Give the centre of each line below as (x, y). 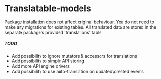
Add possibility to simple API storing (48, 61)
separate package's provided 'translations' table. (54, 32)
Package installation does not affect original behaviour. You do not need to (80, 22)
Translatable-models (48, 9)
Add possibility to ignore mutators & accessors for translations (74, 56)
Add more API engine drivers (41, 66)
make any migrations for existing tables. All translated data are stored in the (80, 27)
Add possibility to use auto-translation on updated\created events (78, 71)
